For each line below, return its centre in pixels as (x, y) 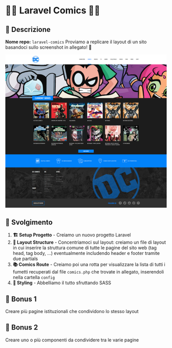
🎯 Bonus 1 (21, 299)
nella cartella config (34, 278)
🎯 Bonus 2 (22, 328)
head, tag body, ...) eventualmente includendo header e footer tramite (86, 253)
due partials (25, 259)
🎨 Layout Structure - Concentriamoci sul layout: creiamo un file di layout (89, 242)
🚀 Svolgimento (29, 222)
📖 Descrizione (28, 30)
